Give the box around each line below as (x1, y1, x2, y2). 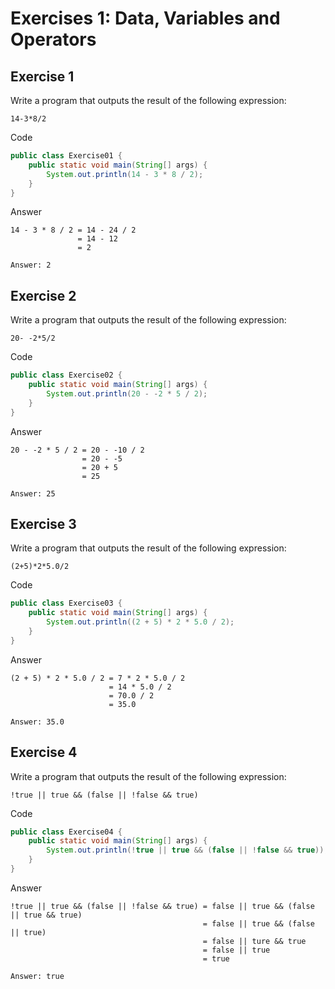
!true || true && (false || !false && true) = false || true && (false (10, 901, 315, 911)
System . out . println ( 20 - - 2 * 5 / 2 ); (46, 388, 208, 399)
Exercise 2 (10, 287, 77, 304)
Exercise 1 (10, 68, 75, 85)
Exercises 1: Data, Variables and (10, 7, 281, 30)
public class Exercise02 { (10, 370, 123, 381)
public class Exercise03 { (10, 598, 123, 609)
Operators (10, 28, 97, 51)
